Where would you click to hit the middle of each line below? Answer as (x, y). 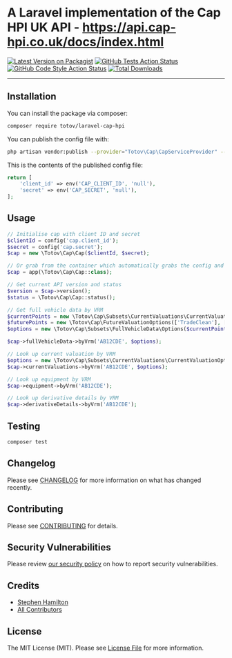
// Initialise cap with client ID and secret (74, 234)
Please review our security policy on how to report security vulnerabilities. (113, 564)
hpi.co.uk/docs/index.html (86, 42)
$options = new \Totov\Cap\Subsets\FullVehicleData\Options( (97, 329)
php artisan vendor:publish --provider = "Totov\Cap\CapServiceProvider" (112, 152)
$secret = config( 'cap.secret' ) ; (55, 247)
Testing (24, 426)
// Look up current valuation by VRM (61, 354)
